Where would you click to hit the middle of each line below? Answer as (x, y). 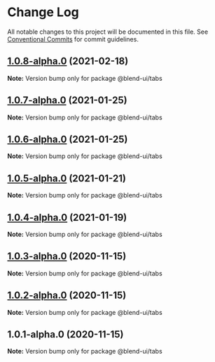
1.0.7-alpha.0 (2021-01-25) (67, 100)
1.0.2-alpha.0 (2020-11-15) (67, 296)
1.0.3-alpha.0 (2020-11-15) (67, 256)
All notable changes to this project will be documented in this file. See (108, 32)
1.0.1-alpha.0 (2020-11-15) (65, 335)
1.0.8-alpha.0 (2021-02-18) (68, 62)
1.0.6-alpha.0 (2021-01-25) (68, 139)
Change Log (43, 12)
